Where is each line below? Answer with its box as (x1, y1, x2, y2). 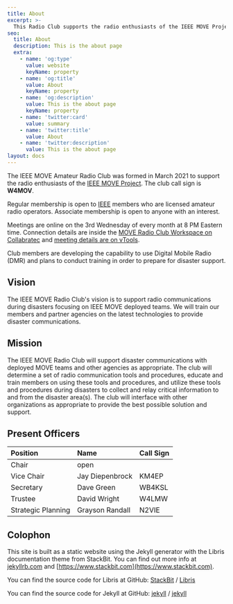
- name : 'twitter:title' (19, 127, 92, 134)
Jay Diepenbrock (77, 471, 133, 481)
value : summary (25, 120, 70, 127)
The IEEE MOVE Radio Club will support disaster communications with (7, 356, 207, 364)
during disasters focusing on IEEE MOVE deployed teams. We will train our (7, 302, 220, 310)
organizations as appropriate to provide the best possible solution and (7, 400, 207, 408)
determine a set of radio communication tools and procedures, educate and (7, 370, 223, 379)
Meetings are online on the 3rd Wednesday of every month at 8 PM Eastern (7, 221, 223, 229)
